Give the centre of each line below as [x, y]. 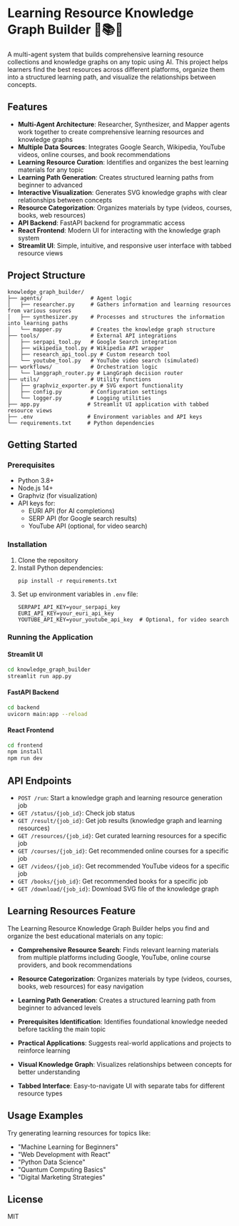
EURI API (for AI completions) [72, 511]
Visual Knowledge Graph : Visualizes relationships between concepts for [125, 1064]
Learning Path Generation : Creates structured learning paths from [116, 177]
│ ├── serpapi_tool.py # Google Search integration [92, 342]
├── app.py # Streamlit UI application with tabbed [108, 404]
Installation [27, 545]
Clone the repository [48, 560]
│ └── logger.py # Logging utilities [80, 398]
